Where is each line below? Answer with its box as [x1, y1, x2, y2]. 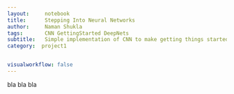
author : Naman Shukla [7, 23, 82, 30]
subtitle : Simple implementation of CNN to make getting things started [7, 36, 229, 43]
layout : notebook [7, 10, 70, 17]
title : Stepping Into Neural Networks [7, 17, 136, 24]
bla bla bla [7, 80, 37, 88]
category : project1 [7, 42, 68, 49]
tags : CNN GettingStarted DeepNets [7, 29, 130, 37]
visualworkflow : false [7, 61, 73, 68]
